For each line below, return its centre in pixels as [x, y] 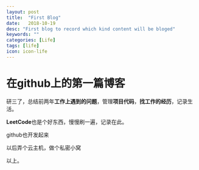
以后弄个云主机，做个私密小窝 [44, 148]
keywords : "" [23, 35]
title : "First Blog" [34, 18]
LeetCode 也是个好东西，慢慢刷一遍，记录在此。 [67, 121]
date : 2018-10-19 [31, 23]
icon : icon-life [27, 52]
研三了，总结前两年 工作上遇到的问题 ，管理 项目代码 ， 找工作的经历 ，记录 [97, 101]
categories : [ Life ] [31, 40]
